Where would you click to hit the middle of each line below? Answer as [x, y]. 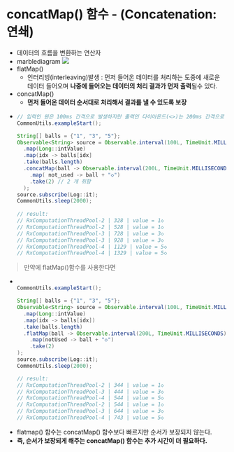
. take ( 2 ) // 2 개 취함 [60, 182]
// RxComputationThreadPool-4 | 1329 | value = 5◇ [92, 253]
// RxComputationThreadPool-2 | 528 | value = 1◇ [90, 227]
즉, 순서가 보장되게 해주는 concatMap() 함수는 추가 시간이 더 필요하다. [112, 440]
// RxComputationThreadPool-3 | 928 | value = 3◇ [90, 240]
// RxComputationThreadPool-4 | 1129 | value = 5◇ [92, 247]
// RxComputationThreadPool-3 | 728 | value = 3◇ [90, 233]
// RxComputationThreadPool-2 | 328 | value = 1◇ [90, 221]
